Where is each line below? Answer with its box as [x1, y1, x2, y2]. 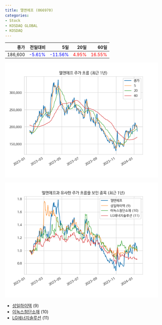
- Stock [5, 18, 21, 23]
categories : [5, 13, 29, 18]
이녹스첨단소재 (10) [12, 309, 49, 315]
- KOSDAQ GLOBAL [5, 23, 38, 28]
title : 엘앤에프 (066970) [5, 8, 53, 13]
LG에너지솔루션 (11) [12, 315, 49, 321]
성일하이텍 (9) [12, 303, 39, 308]
